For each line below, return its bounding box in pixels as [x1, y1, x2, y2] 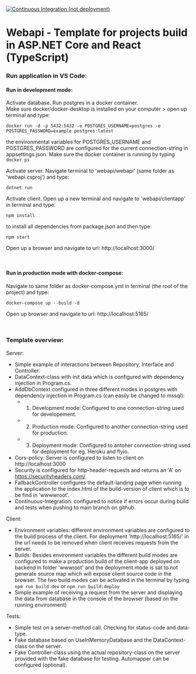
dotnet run [6, 185, 33, 191]
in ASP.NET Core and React [6, 39, 142, 52]
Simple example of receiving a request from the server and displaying [14, 589, 183, 596]
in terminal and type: [6, 201, 56, 208]
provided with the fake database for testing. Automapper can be [14, 655, 170, 662]
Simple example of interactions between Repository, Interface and [14, 361, 174, 368]
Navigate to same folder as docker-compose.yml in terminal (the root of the [6, 282, 188, 289]
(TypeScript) [6, 51, 69, 64]
